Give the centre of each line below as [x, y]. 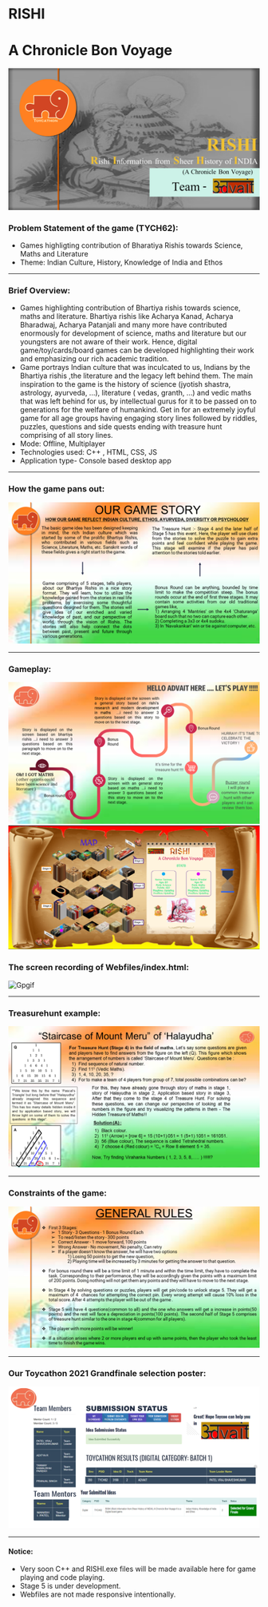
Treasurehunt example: [55, 1013]
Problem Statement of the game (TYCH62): [93, 228]
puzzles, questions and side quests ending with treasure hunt [121, 427]
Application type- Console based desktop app [95, 461]
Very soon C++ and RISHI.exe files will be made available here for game [138, 1569]
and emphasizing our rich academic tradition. [94, 359]
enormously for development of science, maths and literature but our [133, 333]
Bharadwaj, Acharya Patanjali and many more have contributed [123, 325]
